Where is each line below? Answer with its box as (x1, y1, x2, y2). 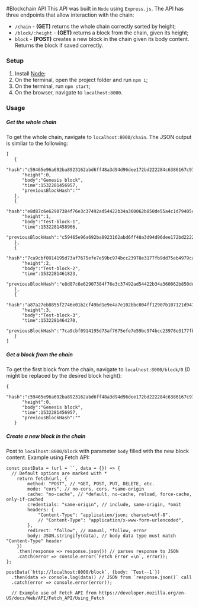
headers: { (27, 507, 54, 513)
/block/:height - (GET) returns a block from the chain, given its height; (14, 29, 189, 36)
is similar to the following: (6, 140, 69, 147)
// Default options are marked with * (11, 470, 108, 477)
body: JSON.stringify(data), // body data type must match (27, 533, 176, 539)
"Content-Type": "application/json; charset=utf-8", (37, 512, 171, 519)
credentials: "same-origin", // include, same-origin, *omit (27, 502, 182, 508)
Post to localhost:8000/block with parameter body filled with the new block (6, 448, 190, 455)
